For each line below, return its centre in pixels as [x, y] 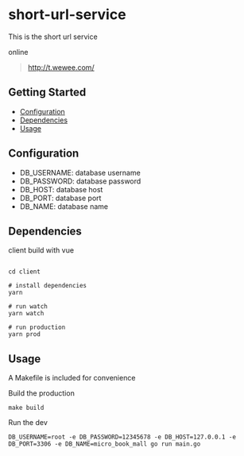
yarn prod [25, 334]
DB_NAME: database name [64, 206]
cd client [25, 272]
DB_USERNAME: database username [80, 172]
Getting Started [47, 93]
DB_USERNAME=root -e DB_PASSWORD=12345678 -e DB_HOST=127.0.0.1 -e [122, 437]
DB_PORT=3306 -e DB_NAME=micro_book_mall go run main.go [105, 444]
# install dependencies [48, 286]
